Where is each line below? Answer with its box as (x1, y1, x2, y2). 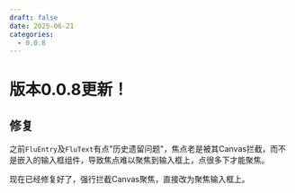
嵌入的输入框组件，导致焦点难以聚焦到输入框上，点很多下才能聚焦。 (16, 154, 270, 166)
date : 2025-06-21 (9, 22, 75, 31)
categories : (9, 30, 54, 39)
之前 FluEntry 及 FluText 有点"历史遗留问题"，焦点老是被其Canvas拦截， (9, 144, 271, 154)
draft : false (9, 13, 58, 22)
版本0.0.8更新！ (9, 80, 129, 100)
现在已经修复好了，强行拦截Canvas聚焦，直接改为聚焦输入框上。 (9, 174, 250, 185)
